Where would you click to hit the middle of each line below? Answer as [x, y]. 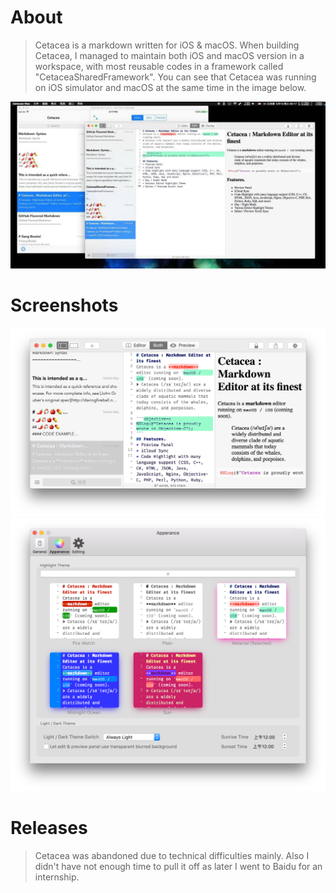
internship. [57, 877]
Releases [49, 828]
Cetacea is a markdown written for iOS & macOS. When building [167, 45]
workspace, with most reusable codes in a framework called [159, 66]
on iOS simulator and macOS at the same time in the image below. [170, 87]
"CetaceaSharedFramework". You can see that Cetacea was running [175, 77]
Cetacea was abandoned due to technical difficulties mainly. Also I [172, 855]
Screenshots [64, 305]
